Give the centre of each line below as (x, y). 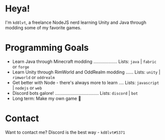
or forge (21, 67)
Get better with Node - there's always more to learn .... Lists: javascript (86, 82)
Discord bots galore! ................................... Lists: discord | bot (75, 93)
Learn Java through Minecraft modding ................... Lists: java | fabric (84, 61)
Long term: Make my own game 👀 (47, 98)
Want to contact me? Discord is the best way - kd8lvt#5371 (65, 132)
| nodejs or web (27, 88)
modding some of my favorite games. (43, 27)
